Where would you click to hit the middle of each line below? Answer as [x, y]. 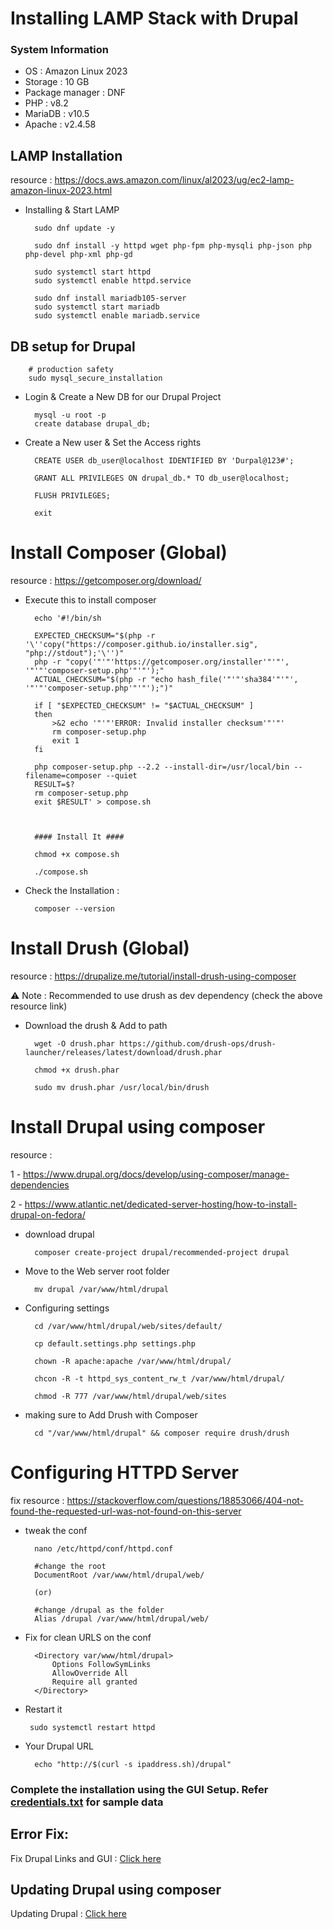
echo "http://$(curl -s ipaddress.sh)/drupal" [133, 1764]
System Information [59, 50]
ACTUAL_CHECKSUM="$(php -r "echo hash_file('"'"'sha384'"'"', [166, 680]
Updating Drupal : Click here [68, 1914]
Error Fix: [40, 1834]
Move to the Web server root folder [97, 1271]
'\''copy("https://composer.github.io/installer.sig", [141, 645]
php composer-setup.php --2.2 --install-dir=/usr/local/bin [162, 767]
